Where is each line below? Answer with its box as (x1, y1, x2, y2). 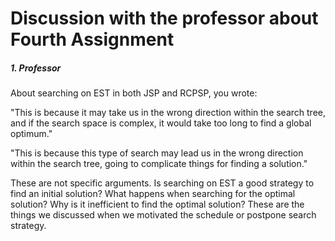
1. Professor (10, 62, 62, 74)
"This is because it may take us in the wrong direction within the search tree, (10, 107, 327, 119)
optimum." (10, 128, 53, 140)
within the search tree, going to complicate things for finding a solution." (10, 158, 308, 170)
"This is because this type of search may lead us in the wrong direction (10, 147, 304, 159)
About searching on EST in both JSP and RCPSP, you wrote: (10, 87, 258, 99)
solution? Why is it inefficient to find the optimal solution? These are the (10, 198, 305, 211)
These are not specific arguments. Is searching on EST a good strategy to (10, 177, 315, 189)
